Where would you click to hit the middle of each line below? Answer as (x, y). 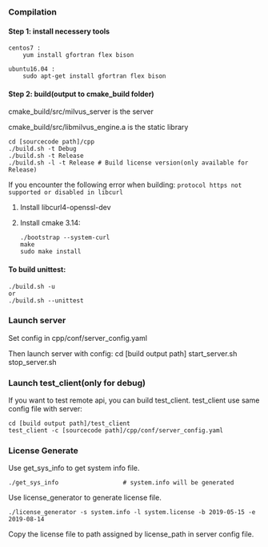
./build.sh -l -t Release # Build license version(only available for (128, 163)
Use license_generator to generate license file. (85, 498)
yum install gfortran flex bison (78, 55)
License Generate (43, 451)
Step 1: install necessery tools (59, 31)
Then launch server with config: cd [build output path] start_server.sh (123, 353)
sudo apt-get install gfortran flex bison (94, 76)
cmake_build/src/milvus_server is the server (81, 111)
